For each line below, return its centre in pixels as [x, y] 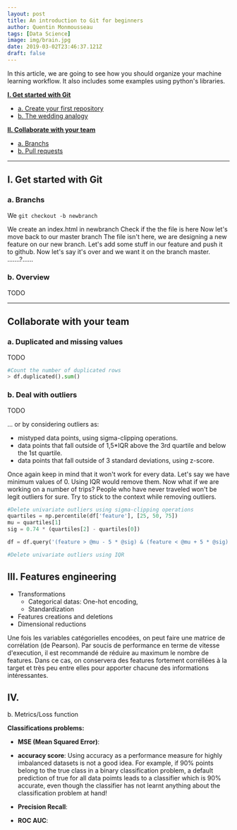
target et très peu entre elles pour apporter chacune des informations [108, 668]
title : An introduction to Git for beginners [75, 21]
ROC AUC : [33, 821]
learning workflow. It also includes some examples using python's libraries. [116, 81]
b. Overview [29, 277]
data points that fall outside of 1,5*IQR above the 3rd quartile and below [122, 445]
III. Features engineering [62, 577]
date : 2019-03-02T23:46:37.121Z [55, 47]
